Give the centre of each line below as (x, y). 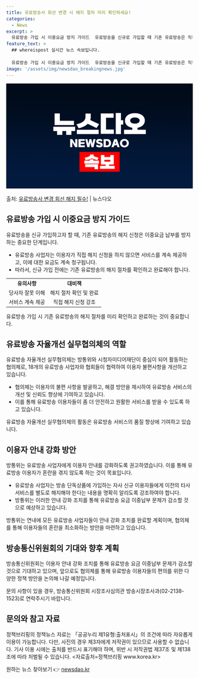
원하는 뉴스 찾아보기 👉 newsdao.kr (48, 669)
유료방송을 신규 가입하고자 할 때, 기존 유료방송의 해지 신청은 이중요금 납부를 (93, 235)
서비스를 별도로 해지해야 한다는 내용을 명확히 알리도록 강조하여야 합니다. (98, 493)
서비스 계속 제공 (27, 302)
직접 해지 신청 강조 (74, 302)
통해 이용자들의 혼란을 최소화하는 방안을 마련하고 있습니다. (79, 528)
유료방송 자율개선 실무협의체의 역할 (66, 344)
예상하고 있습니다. (46, 508)
